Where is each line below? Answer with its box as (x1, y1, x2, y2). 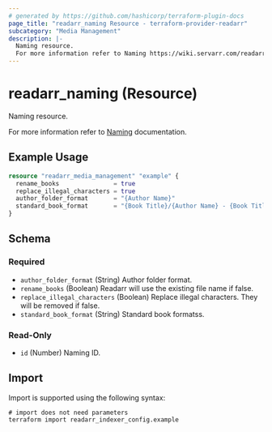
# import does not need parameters (8, 408, 129, 417)
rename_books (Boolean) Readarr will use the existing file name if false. (19, 283, 253, 293)
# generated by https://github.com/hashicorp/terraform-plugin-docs (8, 11, 244, 20)
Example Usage (8, 151, 89, 165)
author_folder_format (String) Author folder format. (19, 275, 193, 284)
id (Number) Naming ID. (19, 348, 101, 357)
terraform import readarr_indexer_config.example (8, 415, 180, 424)
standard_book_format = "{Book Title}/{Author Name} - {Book (15, 202, 249, 211)
